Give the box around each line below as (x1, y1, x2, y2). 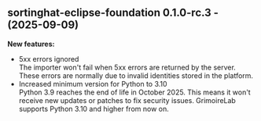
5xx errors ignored (18, 54, 79, 63)
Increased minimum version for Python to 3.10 (18, 79, 167, 88)
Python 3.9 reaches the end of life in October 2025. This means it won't (18, 87, 251, 97)
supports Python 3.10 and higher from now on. (18, 104, 170, 113)
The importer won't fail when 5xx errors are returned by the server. (18, 62, 237, 72)
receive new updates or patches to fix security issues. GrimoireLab (18, 95, 237, 105)
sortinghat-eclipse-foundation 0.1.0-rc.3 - (7, 6, 219, 20)
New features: (7, 39, 55, 48)
